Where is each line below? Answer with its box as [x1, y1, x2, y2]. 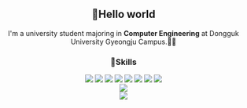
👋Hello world [91, 8, 156, 21]
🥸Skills [110, 56, 137, 67]
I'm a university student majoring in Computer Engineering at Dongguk [8, 28, 239, 38]
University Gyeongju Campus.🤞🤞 [70, 37, 177, 46]
